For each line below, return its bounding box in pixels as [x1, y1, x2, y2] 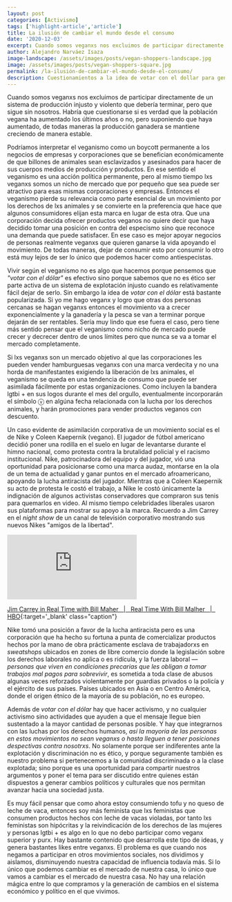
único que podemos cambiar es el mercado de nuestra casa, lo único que [7, 865, 217, 874]
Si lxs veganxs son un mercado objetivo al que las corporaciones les [7, 353, 202, 362]
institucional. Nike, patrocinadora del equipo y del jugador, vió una [7, 455, 195, 463]
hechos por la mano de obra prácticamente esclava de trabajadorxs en [7, 640, 209, 649]
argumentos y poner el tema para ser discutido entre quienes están [7, 771, 199, 780]
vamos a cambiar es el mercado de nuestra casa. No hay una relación [7, 872, 206, 881]
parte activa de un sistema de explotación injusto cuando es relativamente [7, 281, 219, 290]
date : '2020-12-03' [7, 36, 64, 43]
